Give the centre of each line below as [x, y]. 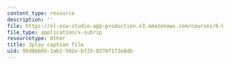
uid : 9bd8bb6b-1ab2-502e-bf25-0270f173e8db [70, 51]
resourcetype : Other [37, 39]
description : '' [30, 20]
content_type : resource [41, 13]
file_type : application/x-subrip [55, 32]
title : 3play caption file [46, 45]
